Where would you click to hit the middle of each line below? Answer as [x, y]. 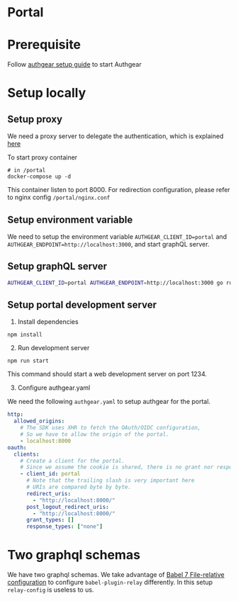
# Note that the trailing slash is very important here [110, 481]
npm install [25, 335]
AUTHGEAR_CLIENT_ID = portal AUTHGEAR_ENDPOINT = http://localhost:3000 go [115, 283]
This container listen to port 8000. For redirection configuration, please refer [119, 190]
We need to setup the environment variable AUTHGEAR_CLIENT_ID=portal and [117, 236]
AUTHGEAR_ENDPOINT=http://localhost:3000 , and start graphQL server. [109, 244]
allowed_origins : [39, 421]
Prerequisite [44, 45]
